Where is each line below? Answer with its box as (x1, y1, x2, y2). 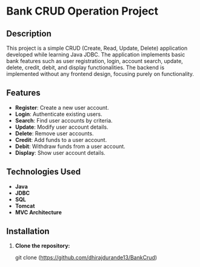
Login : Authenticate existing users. (15, 110, 102, 118)
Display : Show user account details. (15, 149, 106, 156)
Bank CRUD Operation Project (6, 4, 159, 18)
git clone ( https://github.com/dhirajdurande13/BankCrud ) (15, 254, 158, 262)
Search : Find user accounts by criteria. (15, 117, 113, 124)
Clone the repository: (15, 242, 70, 249)
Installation (6, 226, 50, 237)
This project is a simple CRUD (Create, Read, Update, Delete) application (6, 44, 188, 52)
